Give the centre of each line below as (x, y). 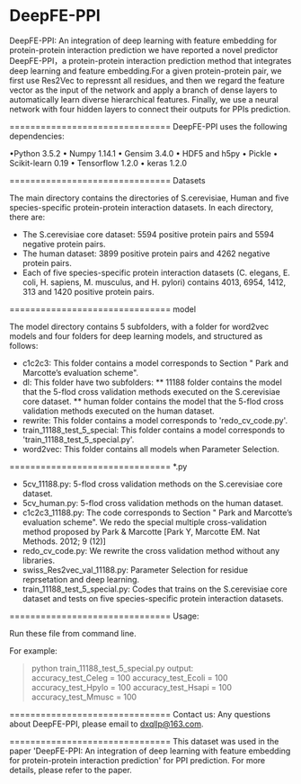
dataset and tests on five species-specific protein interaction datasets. (153, 598)
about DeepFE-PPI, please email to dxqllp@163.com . (106, 724)
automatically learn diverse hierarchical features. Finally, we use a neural (144, 99)
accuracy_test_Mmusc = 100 (84, 697)
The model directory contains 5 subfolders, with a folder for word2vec (139, 326)
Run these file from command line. (73, 633)
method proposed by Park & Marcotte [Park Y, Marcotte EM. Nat (141, 531)
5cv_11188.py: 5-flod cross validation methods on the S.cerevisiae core (152, 484)
